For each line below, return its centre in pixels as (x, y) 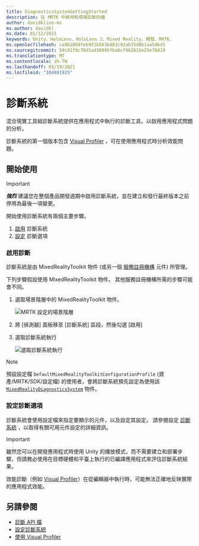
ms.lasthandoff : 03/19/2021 (41, 67)
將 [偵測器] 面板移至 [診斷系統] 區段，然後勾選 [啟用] (79, 325)
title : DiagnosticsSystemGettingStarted (57, 12)
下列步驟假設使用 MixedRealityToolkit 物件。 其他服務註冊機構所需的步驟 (94, 280)
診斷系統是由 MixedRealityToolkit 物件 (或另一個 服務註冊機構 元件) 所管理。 (98, 267)
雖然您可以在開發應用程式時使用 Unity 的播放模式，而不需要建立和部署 (92, 451)
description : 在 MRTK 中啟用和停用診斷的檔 (56, 17)
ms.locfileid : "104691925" (39, 72)
